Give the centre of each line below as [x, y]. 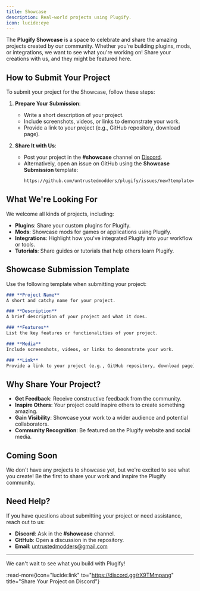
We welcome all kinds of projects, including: [60, 214]
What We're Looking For [52, 200]
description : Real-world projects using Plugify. [69, 17]
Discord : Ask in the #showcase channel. [65, 533]
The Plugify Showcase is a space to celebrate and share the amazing [92, 40]
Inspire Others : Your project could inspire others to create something [100, 405]
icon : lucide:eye [28, 23]
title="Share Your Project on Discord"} [53, 581]
